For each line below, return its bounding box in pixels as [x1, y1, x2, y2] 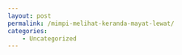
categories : [7, 27, 48, 35]
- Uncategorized [22, 34, 78, 43]
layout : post [7, 11, 52, 20]
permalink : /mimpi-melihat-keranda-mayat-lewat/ [7, 19, 175, 27]
